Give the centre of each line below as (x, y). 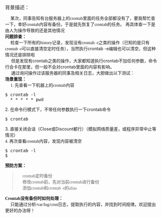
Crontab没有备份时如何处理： (34, 199)
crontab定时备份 (37, 176)
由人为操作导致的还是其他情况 (35, 30)
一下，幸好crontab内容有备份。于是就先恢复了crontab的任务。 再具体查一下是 (80, 24)
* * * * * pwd (27, 100)
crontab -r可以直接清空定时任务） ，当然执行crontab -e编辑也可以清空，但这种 (81, 49)
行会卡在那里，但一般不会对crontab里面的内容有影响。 (60, 67)
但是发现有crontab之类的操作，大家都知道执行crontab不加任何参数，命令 (84, 61)
